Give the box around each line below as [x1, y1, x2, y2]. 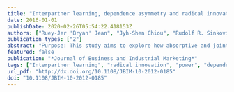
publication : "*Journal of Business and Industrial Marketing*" [7, 55, 198, 62]
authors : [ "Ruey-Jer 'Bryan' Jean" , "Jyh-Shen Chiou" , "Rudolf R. [7, 29, 204, 37]
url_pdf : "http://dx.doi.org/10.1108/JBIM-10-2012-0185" [7, 68, 176, 75]
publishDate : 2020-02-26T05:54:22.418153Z [7, 23, 132, 30]
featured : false [7, 49, 54, 56]
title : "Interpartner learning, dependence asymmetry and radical [7, 10, 204, 17]
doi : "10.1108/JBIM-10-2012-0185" [7, 74, 108, 82]
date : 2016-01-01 [7, 17, 58, 24]
